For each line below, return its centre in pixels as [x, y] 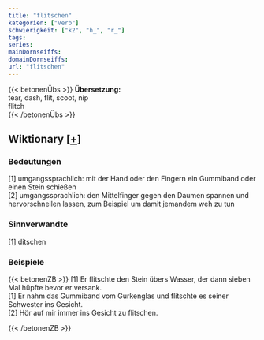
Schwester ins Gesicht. [46, 305]
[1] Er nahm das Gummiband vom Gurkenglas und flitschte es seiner [119, 296]
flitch [17, 106]
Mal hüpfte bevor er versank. [55, 288]
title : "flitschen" [40, 15]
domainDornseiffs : [38, 60]
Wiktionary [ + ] [45, 139]
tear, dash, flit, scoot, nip [48, 97]
